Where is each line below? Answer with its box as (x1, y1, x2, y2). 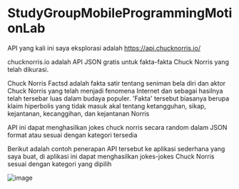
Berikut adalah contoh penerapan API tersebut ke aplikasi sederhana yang (7, 144, 225, 153)
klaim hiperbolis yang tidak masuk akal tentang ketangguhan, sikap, (7, 101, 207, 110)
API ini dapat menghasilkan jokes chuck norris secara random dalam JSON (7, 123, 228, 131)
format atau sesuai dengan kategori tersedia (7, 131, 138, 139)
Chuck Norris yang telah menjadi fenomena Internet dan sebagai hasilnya (7, 86, 223, 95)
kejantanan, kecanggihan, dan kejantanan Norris (7, 109, 150, 118)
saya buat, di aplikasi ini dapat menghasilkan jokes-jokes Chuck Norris (7, 152, 215, 160)
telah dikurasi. (7, 65, 49, 73)
